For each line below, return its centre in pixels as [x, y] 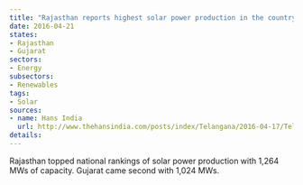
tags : [19, 93]
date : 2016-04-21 [42, 26]
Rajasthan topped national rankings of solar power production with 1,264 [144, 161]
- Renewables [34, 85]
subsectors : [32, 77]
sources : [26, 110]
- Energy [26, 69]
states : [24, 34]
